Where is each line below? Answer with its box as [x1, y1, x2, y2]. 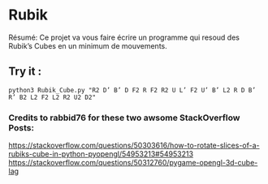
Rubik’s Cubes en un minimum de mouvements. [8, 41, 168, 50]
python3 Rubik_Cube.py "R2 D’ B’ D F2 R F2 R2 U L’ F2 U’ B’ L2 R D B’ [8, 86, 256, 94]
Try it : [8, 65, 42, 79]
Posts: [8, 122, 35, 133]
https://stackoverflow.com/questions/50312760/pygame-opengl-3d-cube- [8, 158, 258, 168]
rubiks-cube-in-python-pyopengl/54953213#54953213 [8, 149, 193, 159]
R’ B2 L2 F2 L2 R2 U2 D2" [8, 93, 96, 101]
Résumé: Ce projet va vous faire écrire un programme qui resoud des [8, 32, 240, 42]
